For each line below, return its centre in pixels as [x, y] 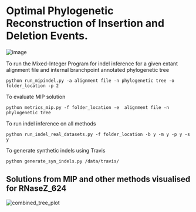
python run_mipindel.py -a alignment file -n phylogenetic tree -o [90, 81]
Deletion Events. [47, 36]
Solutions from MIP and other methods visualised [98, 179]
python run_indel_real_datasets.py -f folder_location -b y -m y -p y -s [98, 134]
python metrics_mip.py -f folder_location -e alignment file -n [87, 107]
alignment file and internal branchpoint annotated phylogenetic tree [87, 69]
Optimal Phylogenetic [60, 11]
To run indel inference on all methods [51, 123]
